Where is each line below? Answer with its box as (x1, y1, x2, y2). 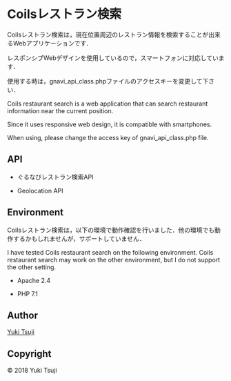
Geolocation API (17, 186, 63, 195)
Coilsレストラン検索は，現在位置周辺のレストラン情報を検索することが (7, 30, 209, 39)
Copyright (7, 348, 52, 360)
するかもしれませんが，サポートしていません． (12, 234, 145, 242)
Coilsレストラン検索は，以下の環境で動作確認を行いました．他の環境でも (7, 226, 215, 234)
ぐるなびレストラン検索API (17, 173, 94, 181)
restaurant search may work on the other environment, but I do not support (7, 255, 221, 264)
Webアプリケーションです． (12, 39, 92, 47)
